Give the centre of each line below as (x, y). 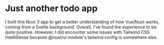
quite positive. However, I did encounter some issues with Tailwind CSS (78, 32)
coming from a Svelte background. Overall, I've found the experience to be (81, 27)
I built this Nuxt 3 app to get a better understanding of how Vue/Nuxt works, (82, 22)
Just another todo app (51, 8)
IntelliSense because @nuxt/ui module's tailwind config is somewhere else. (82, 37)
